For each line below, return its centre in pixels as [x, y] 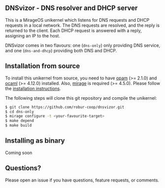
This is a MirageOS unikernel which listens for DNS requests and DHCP [77, 20]
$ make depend [20, 121]
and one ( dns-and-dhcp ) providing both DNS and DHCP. [61, 50]
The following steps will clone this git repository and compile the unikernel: [81, 98]
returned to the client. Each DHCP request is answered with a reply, [73, 30]
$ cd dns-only [20, 112]
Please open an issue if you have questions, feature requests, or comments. [82, 180]
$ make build [18, 125]
